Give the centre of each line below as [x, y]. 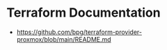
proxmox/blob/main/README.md [64, 39]
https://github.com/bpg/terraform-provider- [79, 32]
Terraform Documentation [83, 13]
